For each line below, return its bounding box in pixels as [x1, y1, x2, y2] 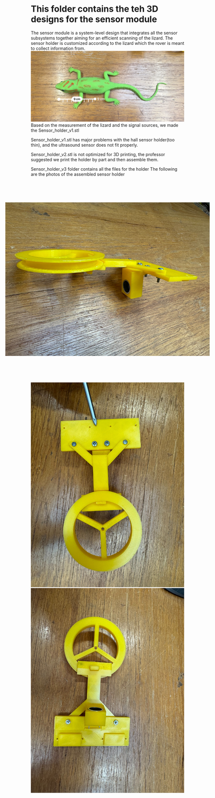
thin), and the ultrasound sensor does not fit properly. [31, 142, 139, 148]
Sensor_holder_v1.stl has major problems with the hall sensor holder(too [31, 137, 175, 143]
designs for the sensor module [31, 14, 157, 25]
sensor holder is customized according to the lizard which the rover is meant [31, 40, 185, 46]
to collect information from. [31, 45, 86, 51]
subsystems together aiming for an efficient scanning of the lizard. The [31, 35, 173, 41]
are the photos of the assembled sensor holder [31, 172, 125, 177]
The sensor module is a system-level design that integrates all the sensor [31, 30, 178, 36]
